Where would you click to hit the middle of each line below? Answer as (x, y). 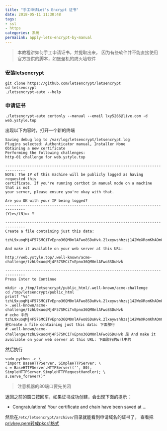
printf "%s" (17, 297)
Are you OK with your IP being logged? (46, 201)
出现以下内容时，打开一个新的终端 (40, 131)
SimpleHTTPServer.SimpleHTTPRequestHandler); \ (55, 372)
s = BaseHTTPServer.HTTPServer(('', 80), (49, 368)
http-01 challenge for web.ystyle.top (45, 157)
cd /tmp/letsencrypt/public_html (40, 292)
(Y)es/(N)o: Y (20, 214)
